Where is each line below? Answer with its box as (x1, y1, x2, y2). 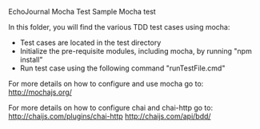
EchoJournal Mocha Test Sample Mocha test (8, 7, 156, 16)
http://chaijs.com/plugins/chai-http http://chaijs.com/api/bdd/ (8, 111, 211, 121)
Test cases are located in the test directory (19, 38, 162, 47)
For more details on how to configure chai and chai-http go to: (8, 103, 214, 112)
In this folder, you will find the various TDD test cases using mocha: (8, 22, 230, 31)
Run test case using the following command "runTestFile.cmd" (19, 63, 226, 73)
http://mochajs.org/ (8, 87, 72, 97)
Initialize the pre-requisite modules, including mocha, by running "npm (19, 46, 252, 55)
